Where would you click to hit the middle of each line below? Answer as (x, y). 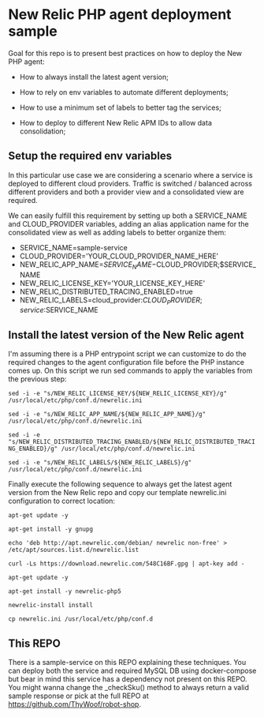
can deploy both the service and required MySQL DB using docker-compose (132, 670)
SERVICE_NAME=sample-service (73, 247)
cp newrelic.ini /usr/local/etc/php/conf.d (81, 619)
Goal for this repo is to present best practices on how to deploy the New (125, 53)
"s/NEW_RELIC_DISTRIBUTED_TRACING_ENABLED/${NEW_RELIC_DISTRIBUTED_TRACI (132, 442)
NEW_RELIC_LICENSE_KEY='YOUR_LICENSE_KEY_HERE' (112, 283)
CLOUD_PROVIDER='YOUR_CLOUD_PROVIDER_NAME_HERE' (119, 256)
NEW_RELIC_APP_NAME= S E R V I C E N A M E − (88, 265)
